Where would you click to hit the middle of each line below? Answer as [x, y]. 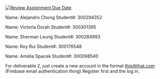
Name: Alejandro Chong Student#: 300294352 [54, 17]
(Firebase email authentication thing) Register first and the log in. [72, 71]
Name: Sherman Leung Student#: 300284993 [53, 37]
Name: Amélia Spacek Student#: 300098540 [52, 56]
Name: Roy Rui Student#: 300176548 [44, 46]
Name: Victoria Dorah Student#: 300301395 [51, 27]
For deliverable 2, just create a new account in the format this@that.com [80, 66]
